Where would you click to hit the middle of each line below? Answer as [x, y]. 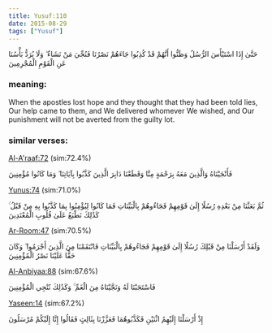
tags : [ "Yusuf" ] [36, 31]
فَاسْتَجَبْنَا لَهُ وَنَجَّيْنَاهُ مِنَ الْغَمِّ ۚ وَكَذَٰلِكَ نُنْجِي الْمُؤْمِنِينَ [82, 287]
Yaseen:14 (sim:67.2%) [47, 303]
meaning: [28, 84]
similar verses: [38, 141]
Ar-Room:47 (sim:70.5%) [50, 230]
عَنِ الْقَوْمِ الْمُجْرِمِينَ [37, 63]
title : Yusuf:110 [38, 16]
